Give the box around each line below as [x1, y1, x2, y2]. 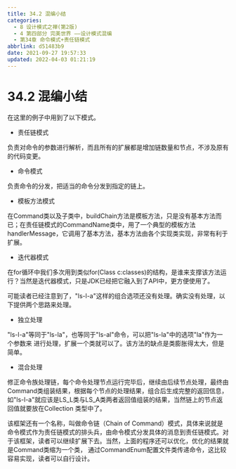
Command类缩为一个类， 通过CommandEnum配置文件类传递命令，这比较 [13, 445, 227, 454]
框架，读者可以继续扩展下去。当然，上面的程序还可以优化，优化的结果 [19, 437, 223, 445]
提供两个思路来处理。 [13, 300, 75, 309]
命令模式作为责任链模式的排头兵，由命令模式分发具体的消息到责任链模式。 [7, 428, 223, 436]
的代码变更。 [7, 152, 44, 160]
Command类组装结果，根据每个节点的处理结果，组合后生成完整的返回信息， [7, 386, 228, 394]
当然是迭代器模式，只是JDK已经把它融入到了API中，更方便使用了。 [19, 276, 214, 285]
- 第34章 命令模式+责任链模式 [13, 37, 91, 44]
